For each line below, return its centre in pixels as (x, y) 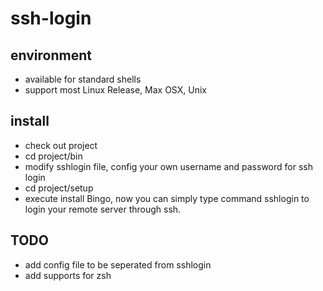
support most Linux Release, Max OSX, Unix (115, 90)
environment (51, 55)
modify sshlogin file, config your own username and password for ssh (168, 166)
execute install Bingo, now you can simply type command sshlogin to (167, 198)
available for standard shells (83, 79)
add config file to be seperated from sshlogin (118, 264)
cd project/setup (59, 188)
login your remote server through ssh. (103, 209)
